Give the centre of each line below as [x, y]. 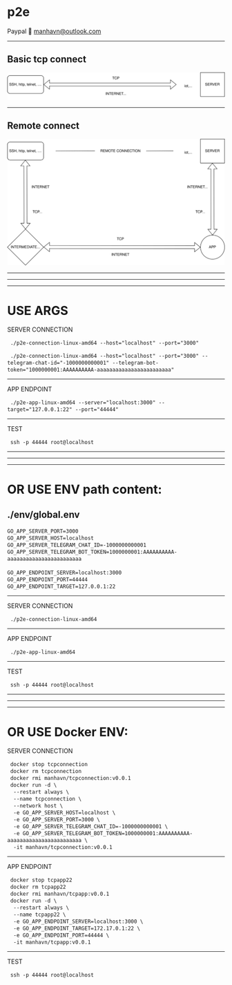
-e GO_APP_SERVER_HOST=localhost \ [65, 813]
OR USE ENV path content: [85, 489]
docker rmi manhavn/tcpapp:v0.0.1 [60, 894]
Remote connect [43, 126]
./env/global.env [43, 514]
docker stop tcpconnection [49, 765]
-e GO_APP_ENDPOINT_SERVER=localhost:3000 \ [78, 922]
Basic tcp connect [47, 59]
